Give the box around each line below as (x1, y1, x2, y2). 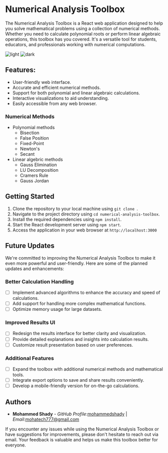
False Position (20, 135, 49, 141)
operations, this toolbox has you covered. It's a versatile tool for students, (5, 36, 157, 42)
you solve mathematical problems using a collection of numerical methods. (5, 25, 160, 31)
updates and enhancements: (5, 265, 64, 272)
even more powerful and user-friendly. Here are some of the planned (5, 260, 148, 266)
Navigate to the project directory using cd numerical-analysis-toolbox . (12, 211, 160, 217)
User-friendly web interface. (12, 79, 71, 85)
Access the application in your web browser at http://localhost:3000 (12, 227, 157, 233)
